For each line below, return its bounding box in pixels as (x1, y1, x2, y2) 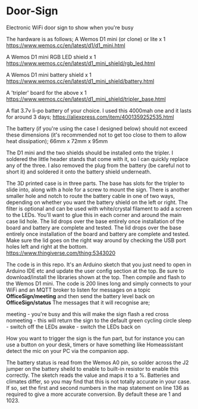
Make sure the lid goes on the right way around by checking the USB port (6, 237, 186, 244)
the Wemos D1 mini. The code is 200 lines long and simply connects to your (6, 280, 192, 287)
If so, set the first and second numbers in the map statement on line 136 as (6, 384, 189, 391)
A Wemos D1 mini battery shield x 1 (6, 71, 92, 78)
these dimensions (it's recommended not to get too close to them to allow (6, 131, 187, 138)
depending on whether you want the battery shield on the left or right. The (6, 199, 188, 206)
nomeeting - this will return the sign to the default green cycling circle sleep (6, 317, 192, 324)
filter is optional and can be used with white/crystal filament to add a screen (6, 204, 192, 212)
